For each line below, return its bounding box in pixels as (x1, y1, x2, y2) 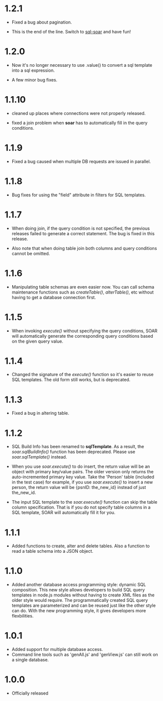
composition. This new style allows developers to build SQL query (11, 587, 145, 593)
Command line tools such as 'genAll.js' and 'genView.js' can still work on (11, 651, 159, 658)
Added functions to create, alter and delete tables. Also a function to (11, 543, 150, 549)
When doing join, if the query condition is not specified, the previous (11, 225, 150, 231)
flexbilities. (11, 613, 34, 619)
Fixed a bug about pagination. (11, 19, 72, 25)
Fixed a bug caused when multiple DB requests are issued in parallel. (11, 158, 151, 164)
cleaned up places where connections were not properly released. (11, 110, 146, 116)
